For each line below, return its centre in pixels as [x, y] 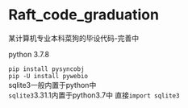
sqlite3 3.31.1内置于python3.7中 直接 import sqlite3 [94, 95]
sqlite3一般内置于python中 [52, 85]
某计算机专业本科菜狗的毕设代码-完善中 [74, 38]
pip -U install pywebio [48, 76]
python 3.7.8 [29, 54]
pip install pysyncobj [46, 69]
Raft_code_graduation [84, 15]
